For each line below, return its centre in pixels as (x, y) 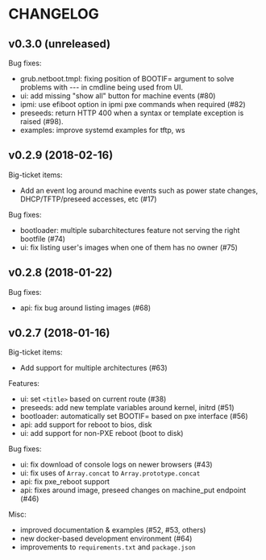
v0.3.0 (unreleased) (60, 44)
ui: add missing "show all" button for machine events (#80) (118, 96)
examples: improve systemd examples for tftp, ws (102, 130)
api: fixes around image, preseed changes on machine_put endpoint (133, 490)
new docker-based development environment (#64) (106, 539)
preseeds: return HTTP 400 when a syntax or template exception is (132, 113)
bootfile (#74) (43, 239)
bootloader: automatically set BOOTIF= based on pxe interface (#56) (134, 417)
